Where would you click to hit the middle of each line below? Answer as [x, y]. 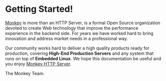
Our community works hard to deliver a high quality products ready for [77, 48]
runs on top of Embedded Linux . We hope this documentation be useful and [83, 58]
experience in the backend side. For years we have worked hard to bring [79, 33]
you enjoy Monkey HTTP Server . [38, 64]
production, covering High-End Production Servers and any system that [80, 53]
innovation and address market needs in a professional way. [67, 39]
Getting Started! [39, 9]
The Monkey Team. [25, 73]
